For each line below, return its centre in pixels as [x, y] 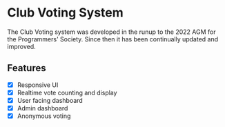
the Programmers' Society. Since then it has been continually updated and [113, 39]
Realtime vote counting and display [67, 92]
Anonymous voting [44, 116]
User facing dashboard [50, 100]
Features [27, 68]
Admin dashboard [42, 108]
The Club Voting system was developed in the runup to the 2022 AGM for [111, 32]
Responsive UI [38, 85]
